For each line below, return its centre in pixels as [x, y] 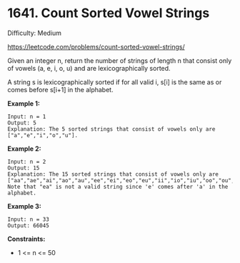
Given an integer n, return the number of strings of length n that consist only [120, 60]
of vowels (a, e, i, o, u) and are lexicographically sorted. [89, 68]
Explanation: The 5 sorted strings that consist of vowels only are [111, 129]
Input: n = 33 [29, 219]
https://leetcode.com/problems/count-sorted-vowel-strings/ [96, 46]
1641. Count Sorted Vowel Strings [109, 13]
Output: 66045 [29, 225]
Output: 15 [24, 168]
